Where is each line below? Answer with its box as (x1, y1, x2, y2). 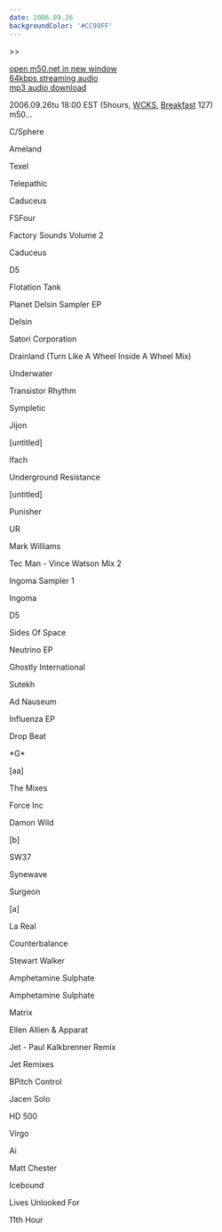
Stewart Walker (9, 955, 65, 965)
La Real (9, 920, 37, 932)
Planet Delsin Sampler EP (9, 299, 102, 309)
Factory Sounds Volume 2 (9, 229, 104, 241)
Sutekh (9, 678, 36, 689)
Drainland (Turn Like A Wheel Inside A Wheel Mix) (9, 350, 192, 361)
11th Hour (9, 1214, 44, 1225)
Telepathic (9, 177, 48, 188)
